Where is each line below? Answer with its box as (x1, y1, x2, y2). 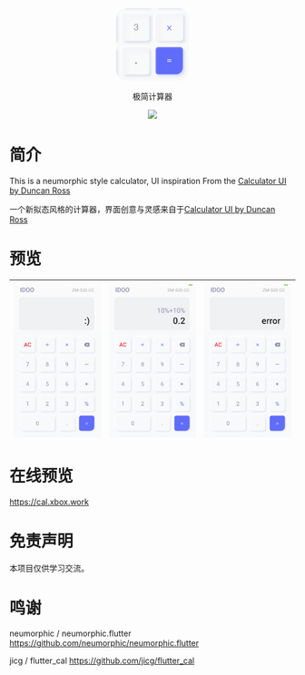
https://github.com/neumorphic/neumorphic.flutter (9, 638, 200, 649)
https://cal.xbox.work (9, 496, 89, 507)
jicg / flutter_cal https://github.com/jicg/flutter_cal (9, 655, 195, 666)
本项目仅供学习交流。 (9, 562, 89, 573)
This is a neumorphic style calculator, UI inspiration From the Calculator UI (9, 175, 287, 186)
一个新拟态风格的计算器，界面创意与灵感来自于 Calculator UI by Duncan (9, 203, 276, 214)
